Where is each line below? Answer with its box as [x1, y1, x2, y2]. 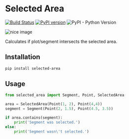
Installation [5, 53, 40, 61]
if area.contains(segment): [5, 115, 63, 120]
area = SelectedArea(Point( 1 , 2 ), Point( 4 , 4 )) [5, 102, 102, 107]
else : [5, 124, 16, 129]
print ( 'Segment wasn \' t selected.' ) [14, 129, 90, 134]
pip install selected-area [5, 66, 61, 71]
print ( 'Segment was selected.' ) [14, 120, 80, 125]
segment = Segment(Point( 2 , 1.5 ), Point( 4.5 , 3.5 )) [5, 106, 113, 111]
